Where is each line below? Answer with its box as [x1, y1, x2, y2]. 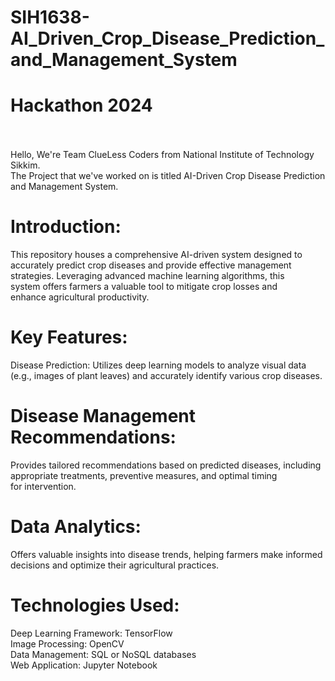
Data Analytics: [10, 516, 142, 538]
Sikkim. [10, 159, 41, 171]
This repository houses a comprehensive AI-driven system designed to [10, 249, 303, 261]
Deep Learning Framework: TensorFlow [10, 627, 173, 639]
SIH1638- [10, 6, 90, 29]
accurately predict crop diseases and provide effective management [10, 259, 292, 271]
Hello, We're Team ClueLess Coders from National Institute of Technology [10, 149, 315, 161]
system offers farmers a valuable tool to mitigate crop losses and [10, 281, 278, 293]
